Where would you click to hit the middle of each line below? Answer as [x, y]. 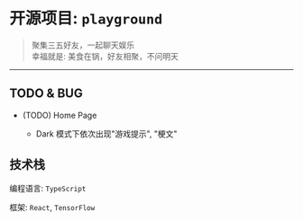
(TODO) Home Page [60, 115]
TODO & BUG [46, 94]
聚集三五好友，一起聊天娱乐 [83, 45]
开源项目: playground [86, 18]
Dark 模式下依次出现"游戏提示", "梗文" [106, 133]
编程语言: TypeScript [48, 188]
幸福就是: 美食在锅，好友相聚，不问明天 [105, 56]
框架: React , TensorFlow [52, 207]
